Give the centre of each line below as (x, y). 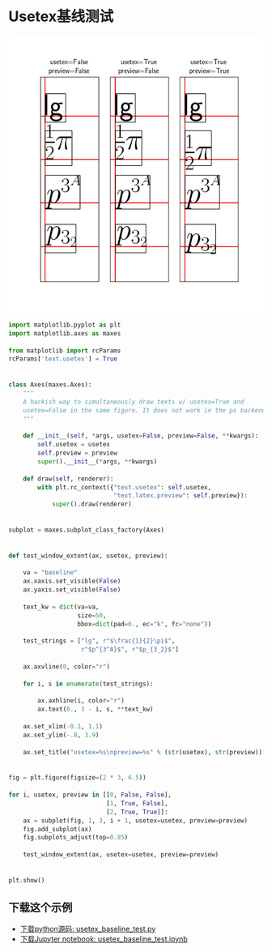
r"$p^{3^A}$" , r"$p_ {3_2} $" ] (130, 650)
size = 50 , (92, 615)
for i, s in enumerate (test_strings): (88, 684)
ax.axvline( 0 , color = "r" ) (67, 666)
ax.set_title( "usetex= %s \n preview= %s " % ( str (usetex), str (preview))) (144, 752)
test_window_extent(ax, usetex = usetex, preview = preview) (121, 855)
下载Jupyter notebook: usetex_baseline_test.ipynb (104, 939)
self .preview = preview (77, 453)
